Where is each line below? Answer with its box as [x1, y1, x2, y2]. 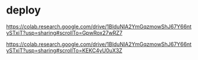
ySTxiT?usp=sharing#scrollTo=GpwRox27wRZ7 [6, 29, 123, 36]
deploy [6, 4, 41, 17]
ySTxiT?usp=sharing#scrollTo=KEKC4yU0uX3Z [6, 46, 123, 54]
